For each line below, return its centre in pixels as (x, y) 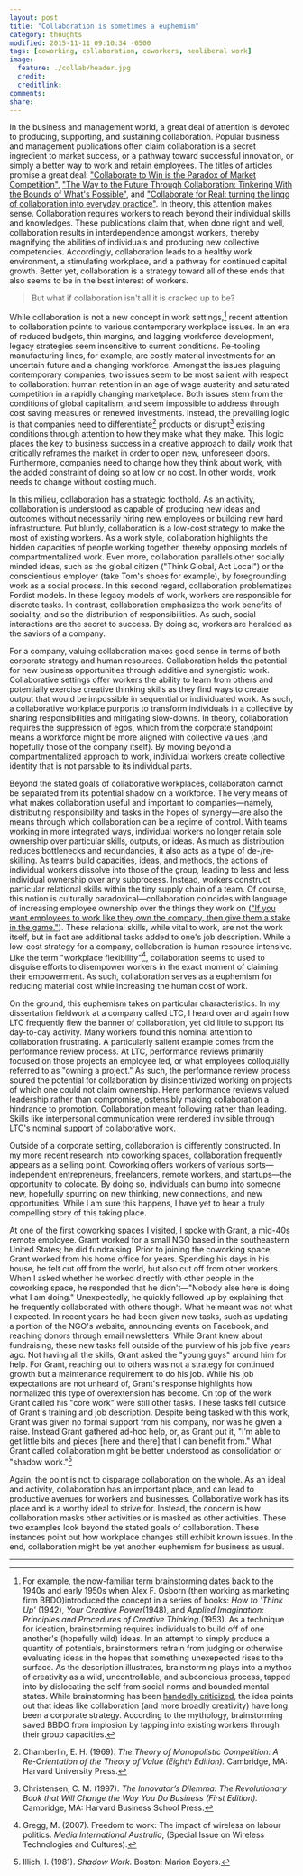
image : (22, 60)
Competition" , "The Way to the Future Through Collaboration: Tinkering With (151, 185)
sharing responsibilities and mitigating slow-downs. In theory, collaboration (149, 717)
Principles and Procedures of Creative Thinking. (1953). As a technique (153, 1619)
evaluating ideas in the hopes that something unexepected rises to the (153, 1658)
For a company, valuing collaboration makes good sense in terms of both (145, 651)
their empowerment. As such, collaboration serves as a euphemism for (141, 976)
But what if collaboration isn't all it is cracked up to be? (133, 298)
